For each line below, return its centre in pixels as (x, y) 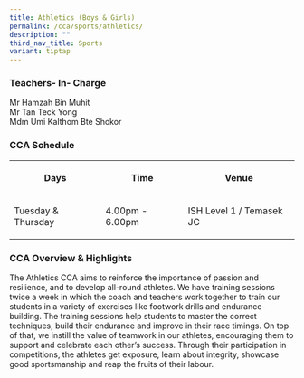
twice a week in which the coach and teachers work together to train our (145, 297)
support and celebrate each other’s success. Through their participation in (148, 345)
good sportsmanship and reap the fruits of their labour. (112, 364)
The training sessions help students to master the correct (151, 317)
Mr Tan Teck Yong (43, 112)
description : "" (40, 34)
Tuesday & (36, 211)
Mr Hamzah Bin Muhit (50, 103)
